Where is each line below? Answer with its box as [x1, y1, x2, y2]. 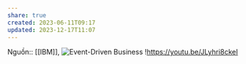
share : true [7, 11, 46, 20]
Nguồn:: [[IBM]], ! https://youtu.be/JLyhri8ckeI [7, 48, 239, 57]
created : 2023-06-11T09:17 [7, 19, 96, 27]
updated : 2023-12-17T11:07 [7, 26, 96, 34]
